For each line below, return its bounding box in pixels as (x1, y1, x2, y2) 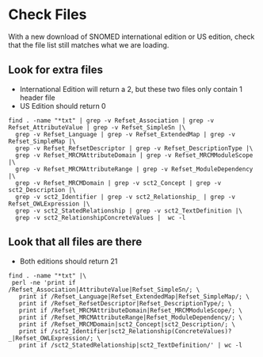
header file (19, 93, 55, 102)
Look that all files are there (8, 236, 143, 249)
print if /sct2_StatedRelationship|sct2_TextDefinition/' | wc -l (18, 341, 243, 349)
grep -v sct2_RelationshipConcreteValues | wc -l (15, 213, 186, 221)
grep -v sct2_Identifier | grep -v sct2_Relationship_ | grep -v (15, 193, 236, 201)
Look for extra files (8, 63, 103, 77)
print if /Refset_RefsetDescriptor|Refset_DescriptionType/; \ (18, 299, 232, 307)
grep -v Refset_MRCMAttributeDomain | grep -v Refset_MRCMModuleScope (15, 151, 253, 159)
